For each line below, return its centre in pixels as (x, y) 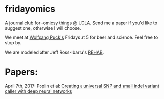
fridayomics (30, 9)
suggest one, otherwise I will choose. (43, 28)
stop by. (13, 42)
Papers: (21, 72)
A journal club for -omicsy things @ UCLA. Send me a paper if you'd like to (81, 23)
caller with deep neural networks (39, 91)
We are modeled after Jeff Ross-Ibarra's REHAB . (55, 52)
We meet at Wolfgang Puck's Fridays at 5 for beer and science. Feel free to (82, 37)
